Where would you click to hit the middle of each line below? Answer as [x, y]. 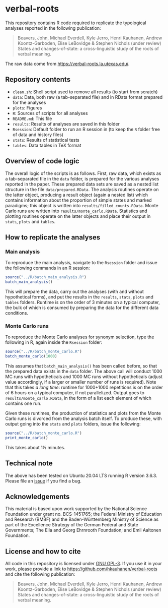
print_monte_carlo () [27, 438]
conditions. [17, 313]
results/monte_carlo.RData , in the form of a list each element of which [78, 398]
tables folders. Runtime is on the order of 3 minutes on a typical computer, [82, 302]
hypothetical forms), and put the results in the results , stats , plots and [79, 297]
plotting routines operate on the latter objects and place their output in [78, 216]
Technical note [29, 464]
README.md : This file [32, 118]
